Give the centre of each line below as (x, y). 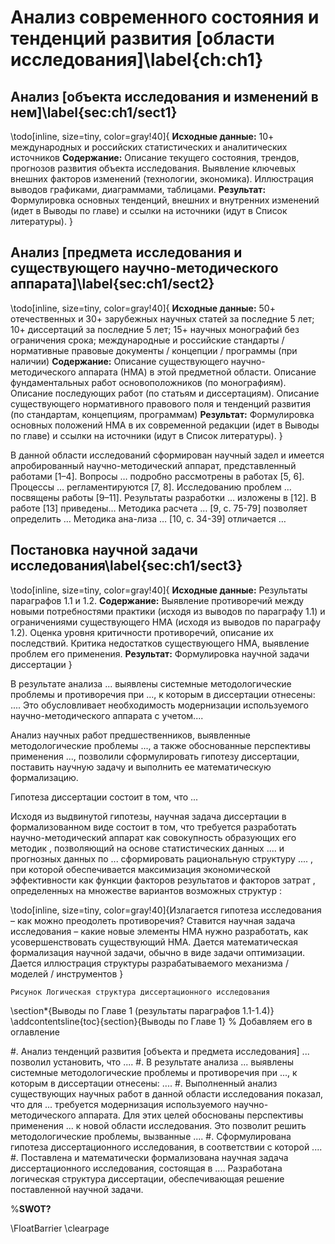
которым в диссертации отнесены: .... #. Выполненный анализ (144, 1083)
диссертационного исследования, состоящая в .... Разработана (146, 1168)
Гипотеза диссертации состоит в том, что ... (104, 797)
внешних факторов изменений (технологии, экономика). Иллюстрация (162, 179)
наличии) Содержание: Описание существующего (119, 361)
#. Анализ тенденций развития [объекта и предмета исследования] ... (160, 1051)
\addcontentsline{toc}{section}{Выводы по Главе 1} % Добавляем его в (161, 1021)
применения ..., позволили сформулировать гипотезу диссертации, (155, 756)
